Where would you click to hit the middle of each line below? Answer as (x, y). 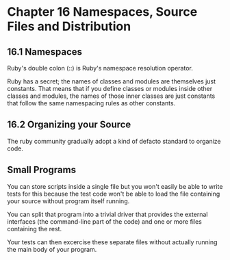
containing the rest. (35, 229)
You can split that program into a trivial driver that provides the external (107, 214)
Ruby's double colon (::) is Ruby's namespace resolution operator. (100, 68)
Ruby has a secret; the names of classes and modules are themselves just (112, 81)
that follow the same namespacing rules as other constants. (91, 103)
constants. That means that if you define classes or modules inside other (110, 89)
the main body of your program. (52, 249)
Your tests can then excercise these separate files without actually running (112, 242)
